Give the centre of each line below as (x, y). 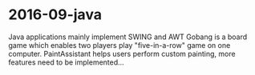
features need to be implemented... (66, 62)
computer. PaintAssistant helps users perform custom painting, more (122, 53)
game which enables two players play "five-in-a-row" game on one (119, 45)
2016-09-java (55, 15)
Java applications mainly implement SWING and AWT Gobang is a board (128, 37)
